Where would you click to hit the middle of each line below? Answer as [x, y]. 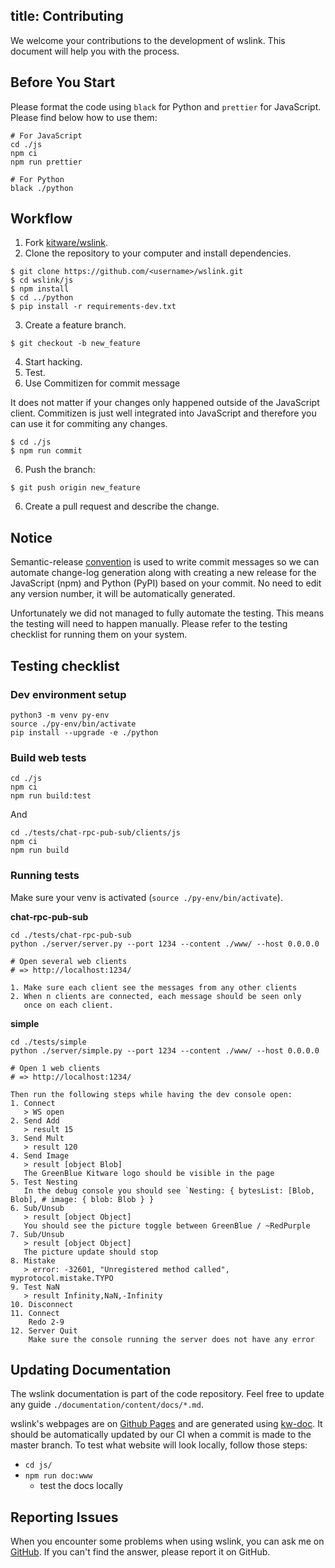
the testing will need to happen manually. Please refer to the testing [149, 624]
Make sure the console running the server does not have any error [171, 1339]
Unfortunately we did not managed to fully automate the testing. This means [167, 613]
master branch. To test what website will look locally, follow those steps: [159, 1445]
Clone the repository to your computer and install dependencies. [158, 253]
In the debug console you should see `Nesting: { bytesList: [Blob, [169, 1190]
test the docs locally [81, 1486]
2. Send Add [35, 1120]
